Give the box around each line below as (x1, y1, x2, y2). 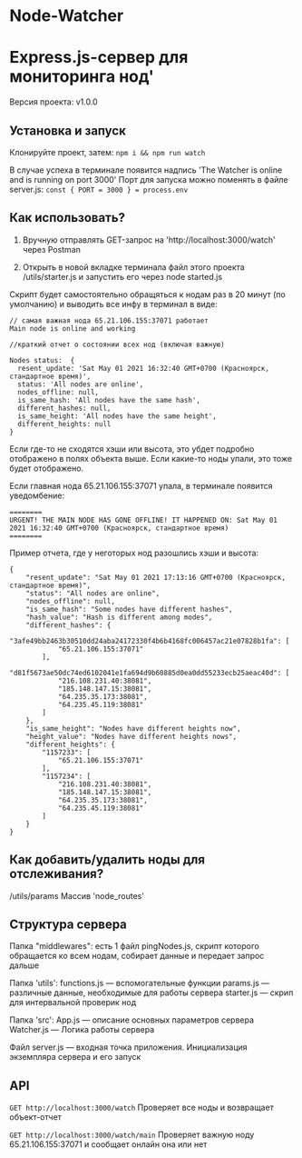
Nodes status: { (9, 355, 75, 364)
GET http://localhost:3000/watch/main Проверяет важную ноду (9, 1129, 255, 1141)
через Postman (22, 244, 82, 255)
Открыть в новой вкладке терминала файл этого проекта (22, 261, 245, 273)
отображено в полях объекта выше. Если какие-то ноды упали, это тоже (9, 453, 293, 464)
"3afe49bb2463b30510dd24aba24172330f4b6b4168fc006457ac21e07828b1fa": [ (9, 636, 290, 645)
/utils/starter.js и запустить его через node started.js (22, 271, 223, 282)
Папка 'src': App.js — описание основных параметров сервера (9, 1014, 255, 1025)
